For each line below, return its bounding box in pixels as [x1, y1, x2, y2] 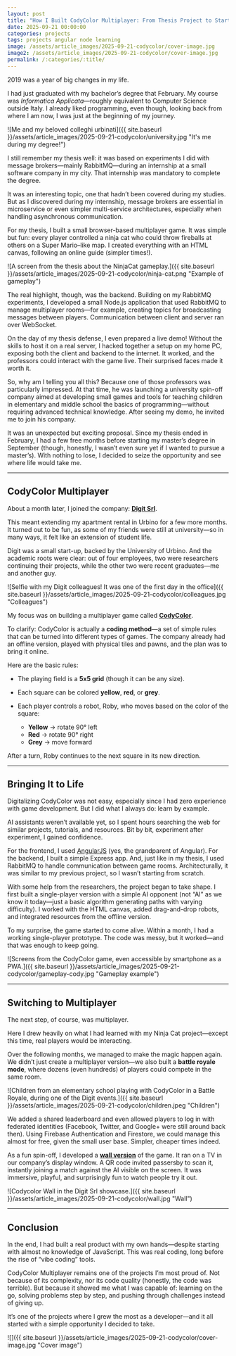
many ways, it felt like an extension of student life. [7, 533, 152, 541]
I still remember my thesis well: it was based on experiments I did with [7, 153, 209, 162]
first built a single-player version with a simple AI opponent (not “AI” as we [7, 890, 223, 899]
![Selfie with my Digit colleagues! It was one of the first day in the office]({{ [7, 582, 224, 591]
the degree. [7, 176, 41, 184]
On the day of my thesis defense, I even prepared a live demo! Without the [7, 334, 223, 342]
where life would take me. [7, 458, 82, 467]
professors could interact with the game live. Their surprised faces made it [7, 356, 223, 365]
